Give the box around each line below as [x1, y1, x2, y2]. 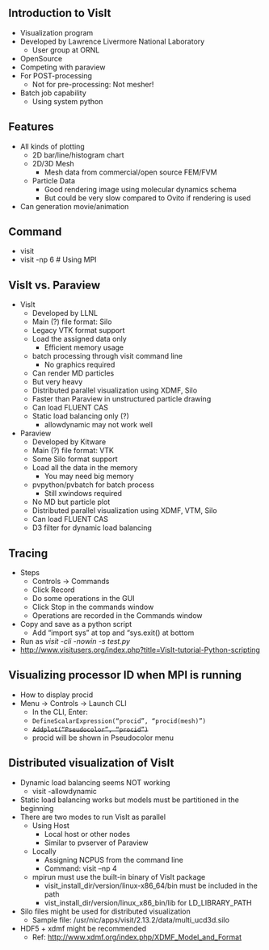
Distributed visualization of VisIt [8, 756, 174, 770]
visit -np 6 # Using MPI [19, 254, 97, 265]
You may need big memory [44, 472, 135, 481]
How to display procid [19, 690, 94, 700]
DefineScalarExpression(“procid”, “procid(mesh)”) [32, 717, 207, 725]
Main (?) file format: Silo [32, 317, 112, 326]
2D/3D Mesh [32, 158, 74, 168]
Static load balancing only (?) [32, 411, 129, 421]
